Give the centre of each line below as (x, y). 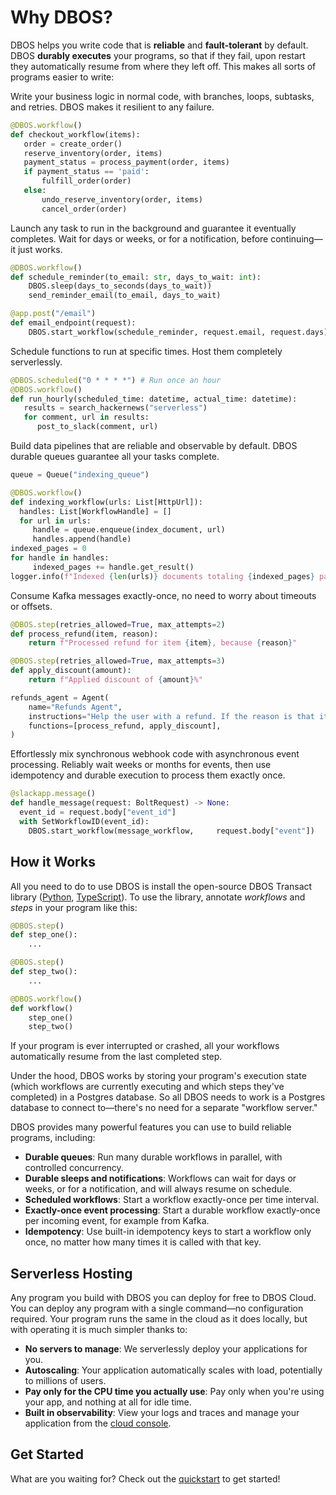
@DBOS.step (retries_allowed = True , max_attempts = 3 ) (118, 661)
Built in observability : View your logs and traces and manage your (162, 1413)
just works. (40, 249)
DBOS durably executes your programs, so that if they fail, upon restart (158, 55)
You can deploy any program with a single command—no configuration (157, 1308)
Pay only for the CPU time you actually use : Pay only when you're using (174, 1392)
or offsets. (31, 606)
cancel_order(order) (84, 209)
